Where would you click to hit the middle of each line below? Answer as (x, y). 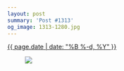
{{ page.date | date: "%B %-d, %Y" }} (62, 47)
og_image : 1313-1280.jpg (44, 27)
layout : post (26, 14)
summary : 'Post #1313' (41, 20)
